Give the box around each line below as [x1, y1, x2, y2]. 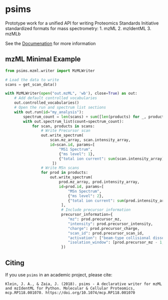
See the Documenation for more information [5, 40, 96, 46]
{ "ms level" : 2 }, [67, 193, 104, 198]
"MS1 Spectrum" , [58, 147, 93, 152]
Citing [5, 258, 24, 267]
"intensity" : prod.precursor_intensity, [67, 221, 153, 226]
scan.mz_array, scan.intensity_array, [49, 138, 131, 143]
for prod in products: [40, 170, 88, 175]
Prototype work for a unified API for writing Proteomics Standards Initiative [5, 20, 159, 26]
